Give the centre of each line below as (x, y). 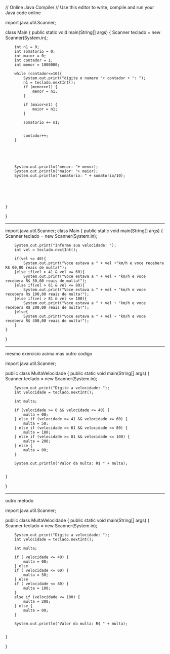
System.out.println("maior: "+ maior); (56, 171)
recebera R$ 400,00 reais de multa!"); (47, 321)
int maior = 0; (30, 56)
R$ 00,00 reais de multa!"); (36, 268)
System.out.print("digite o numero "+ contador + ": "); (84, 78)
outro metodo (19, 501)
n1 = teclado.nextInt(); (50, 83)
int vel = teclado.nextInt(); (46, 250)
